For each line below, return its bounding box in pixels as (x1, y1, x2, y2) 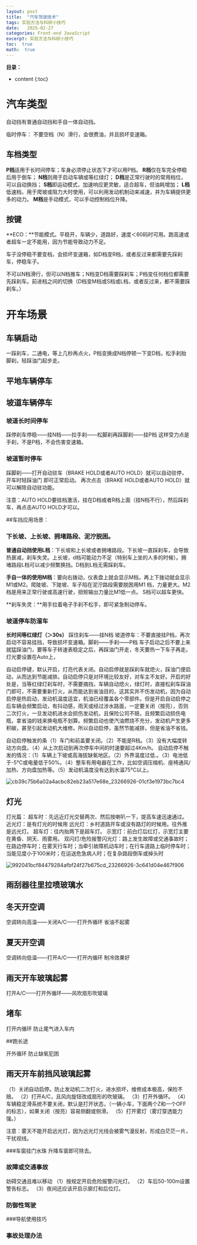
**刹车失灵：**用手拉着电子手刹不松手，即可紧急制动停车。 (6, 601, 151, 608)
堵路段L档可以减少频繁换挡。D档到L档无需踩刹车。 (6, 561, 129, 568)
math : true (6, 47, 35, 53)
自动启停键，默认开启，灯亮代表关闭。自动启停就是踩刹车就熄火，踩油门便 (6, 666, 186, 673)
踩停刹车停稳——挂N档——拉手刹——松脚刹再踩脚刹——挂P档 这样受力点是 (6, 431, 189, 438)
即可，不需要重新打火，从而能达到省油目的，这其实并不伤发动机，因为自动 (11, 688, 191, 695)
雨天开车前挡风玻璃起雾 (6, 1069, 91, 1079)
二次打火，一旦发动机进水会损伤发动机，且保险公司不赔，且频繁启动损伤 (6, 710, 181, 717)
